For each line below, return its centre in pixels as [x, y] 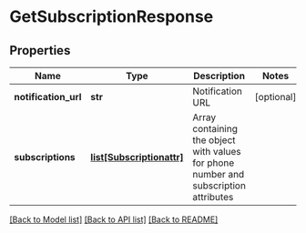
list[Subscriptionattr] [137, 157]
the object [214, 140]
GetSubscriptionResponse [112, 17]
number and [219, 174]
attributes [213, 197]
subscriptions [45, 157]
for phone [214, 163]
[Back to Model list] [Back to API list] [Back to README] [114, 219]
